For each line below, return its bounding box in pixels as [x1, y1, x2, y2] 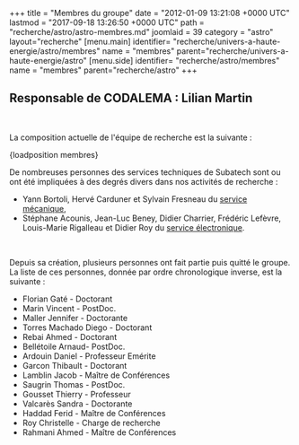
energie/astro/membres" [9, 46, 101, 57]
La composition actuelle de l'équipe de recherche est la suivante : [9, 132, 253, 143]
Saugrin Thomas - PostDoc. [22, 379, 126, 389]
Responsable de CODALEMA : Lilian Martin [9, 91, 253, 106]
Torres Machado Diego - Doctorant [22, 322, 153, 333]
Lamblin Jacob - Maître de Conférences [22, 370, 171, 380]
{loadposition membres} [9, 149, 99, 160]
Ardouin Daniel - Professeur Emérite [22, 350, 156, 362]
